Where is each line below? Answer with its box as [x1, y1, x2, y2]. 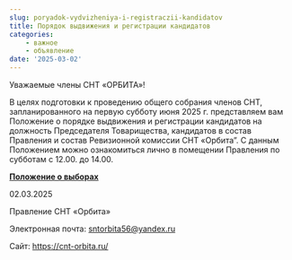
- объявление [25, 47, 75, 56]
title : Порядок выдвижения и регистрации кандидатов [9, 22, 211, 30]
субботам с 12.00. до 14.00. [9, 154, 114, 164]
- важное [25, 38, 58, 48]
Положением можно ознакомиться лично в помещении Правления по [9, 144, 280, 155]
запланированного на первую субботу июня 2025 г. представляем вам [9, 107, 284, 117]
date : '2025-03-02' [9, 55, 83, 64]
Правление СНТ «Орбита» [9, 206, 111, 216]
